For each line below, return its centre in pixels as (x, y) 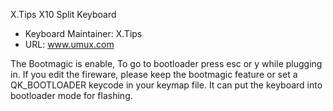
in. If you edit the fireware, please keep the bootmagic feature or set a (154, 74)
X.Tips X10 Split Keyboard (63, 14)
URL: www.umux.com (69, 44)
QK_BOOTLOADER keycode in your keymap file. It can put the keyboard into (166, 85)
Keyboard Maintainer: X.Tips (83, 33)
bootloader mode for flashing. (71, 95)
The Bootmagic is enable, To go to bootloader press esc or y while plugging (166, 63)
